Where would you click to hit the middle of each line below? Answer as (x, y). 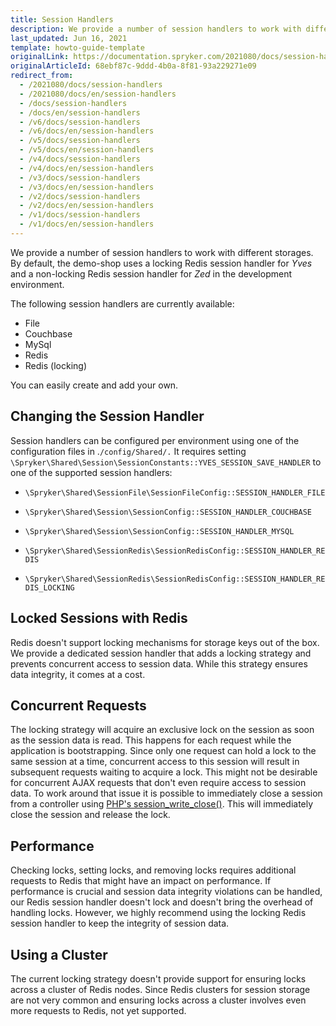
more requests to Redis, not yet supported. (98, 1010)
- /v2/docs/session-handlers (80, 196)
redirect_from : (42, 76)
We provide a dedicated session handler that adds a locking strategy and (161, 653)
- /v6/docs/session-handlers (80, 122)
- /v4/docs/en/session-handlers (87, 168)
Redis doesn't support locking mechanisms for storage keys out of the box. (165, 642)
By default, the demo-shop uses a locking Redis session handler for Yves (161, 263)
